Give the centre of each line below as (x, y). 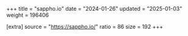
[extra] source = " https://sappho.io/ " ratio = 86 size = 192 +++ (85, 27)
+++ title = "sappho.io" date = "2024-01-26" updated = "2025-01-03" (94, 9)
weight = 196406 (27, 15)
